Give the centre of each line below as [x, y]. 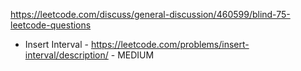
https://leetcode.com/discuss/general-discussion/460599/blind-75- [150, 14]
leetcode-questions [51, 25]
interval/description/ [66, 55]
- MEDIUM [132, 55]
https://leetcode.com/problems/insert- [170, 44]
